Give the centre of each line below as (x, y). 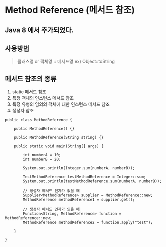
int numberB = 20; (42, 159)
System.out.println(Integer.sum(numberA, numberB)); (79, 168)
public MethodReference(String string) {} (59, 138)
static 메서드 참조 (29, 92)
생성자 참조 (23, 111)
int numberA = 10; (42, 155)
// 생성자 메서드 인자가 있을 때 (51, 209)
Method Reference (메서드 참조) (70, 10)
